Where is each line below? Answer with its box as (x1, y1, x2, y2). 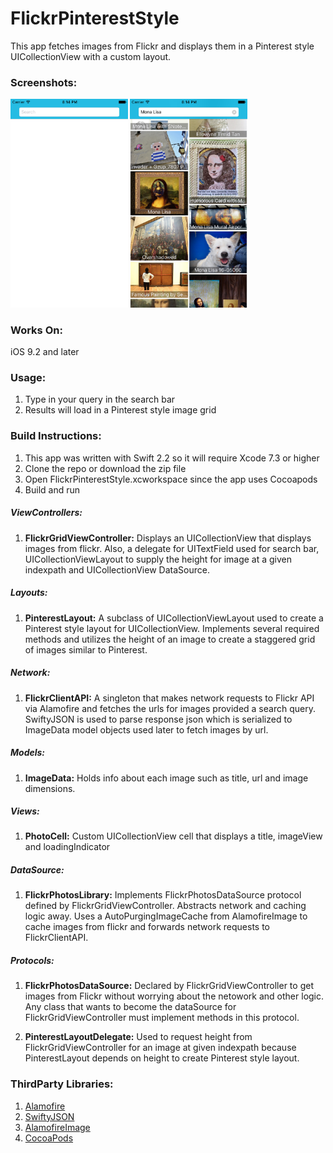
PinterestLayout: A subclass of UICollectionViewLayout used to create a (24, 612, 324, 624)
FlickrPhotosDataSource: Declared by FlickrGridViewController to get (24, 980, 314, 992)
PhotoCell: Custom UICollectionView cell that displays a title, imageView (24, 830, 323, 842)
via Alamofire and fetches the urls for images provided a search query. (24, 702, 316, 714)
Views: (10, 805, 40, 817)
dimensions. (24, 782, 76, 794)
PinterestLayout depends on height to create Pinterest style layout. (24, 1052, 300, 1064)
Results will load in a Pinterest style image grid (24, 404, 217, 416)
